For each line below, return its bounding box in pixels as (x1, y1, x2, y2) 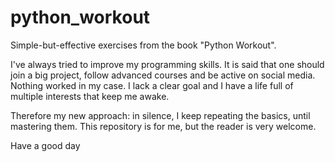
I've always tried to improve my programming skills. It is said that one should (10, 58, 325, 70)
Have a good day (10, 139, 81, 151)
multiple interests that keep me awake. (10, 90, 170, 102)
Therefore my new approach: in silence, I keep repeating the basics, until (10, 109, 311, 121)
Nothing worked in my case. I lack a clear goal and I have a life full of (10, 79, 294, 91)
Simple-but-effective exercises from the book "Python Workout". (10, 39, 277, 51)
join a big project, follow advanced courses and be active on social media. (10, 69, 316, 81)
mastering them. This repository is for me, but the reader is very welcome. (10, 120, 317, 132)
